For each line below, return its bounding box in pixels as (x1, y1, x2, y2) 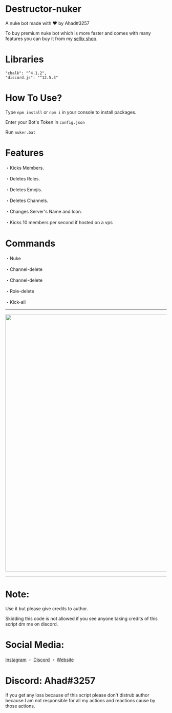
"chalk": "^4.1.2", (5, 70, 47, 76)
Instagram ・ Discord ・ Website (5, 656, 74, 663)
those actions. (5, 703, 35, 709)
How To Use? (5, 92, 62, 104)
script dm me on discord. (5, 620, 58, 627)
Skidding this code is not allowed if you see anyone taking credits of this (5, 615, 158, 621)
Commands (5, 237, 56, 249)
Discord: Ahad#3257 (5, 674, 96, 686)
